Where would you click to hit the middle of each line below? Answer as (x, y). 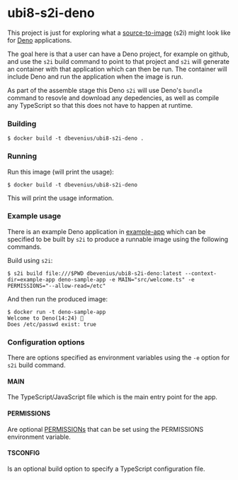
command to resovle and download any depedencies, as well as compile (113, 98)
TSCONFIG (24, 453)
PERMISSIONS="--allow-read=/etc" (57, 286)
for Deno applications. (40, 40)
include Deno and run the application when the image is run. (95, 77)
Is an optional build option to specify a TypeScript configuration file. (106, 469)
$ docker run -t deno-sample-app (57, 312)
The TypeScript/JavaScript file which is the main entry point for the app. (113, 397)
